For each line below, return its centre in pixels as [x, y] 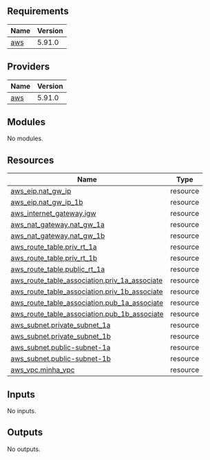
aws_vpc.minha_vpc [43, 370]
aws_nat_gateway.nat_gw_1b [58, 236]
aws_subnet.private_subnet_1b [61, 336]
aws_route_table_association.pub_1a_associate [87, 303]
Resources [31, 160]
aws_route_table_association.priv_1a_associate [87, 281]
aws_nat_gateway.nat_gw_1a [57, 225]
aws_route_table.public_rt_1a [58, 270]
